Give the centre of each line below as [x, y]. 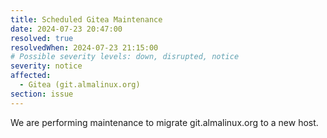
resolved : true [42, 38]
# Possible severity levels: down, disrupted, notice [125, 57]
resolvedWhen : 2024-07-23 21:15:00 [84, 47]
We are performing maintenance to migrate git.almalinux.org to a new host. [164, 122]
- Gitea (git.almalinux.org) [80, 85]
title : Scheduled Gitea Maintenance [86, 19]
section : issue [42, 94]
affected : [31, 76]
